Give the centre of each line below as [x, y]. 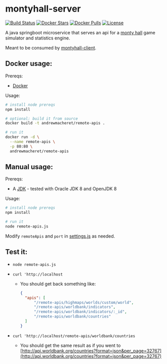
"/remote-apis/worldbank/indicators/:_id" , [80, 312]
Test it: [16, 252]
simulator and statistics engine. [38, 38]
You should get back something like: [58, 284]
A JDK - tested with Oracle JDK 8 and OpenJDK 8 [65, 189]
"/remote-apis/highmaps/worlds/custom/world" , [84, 302]
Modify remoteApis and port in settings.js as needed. [60, 236]
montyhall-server [43, 9]
